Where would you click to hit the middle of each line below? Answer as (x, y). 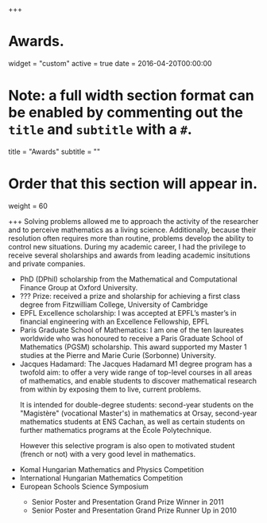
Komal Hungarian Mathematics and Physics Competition (112, 469)
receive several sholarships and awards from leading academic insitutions (129, 255)
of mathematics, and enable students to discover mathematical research (138, 380)
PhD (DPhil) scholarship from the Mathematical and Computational (128, 279)
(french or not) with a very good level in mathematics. (108, 454)
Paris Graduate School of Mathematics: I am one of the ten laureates (132, 330)
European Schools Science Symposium (84, 486)
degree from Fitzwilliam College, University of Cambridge (114, 305)
